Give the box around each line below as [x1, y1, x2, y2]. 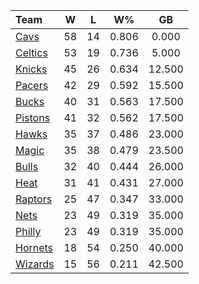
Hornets [15, 241, 54, 254]
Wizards [15, 257, 55, 271]
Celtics [15, 46, 48, 59]
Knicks [15, 62, 48, 76]
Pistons [15, 111, 51, 124]
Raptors [15, 192, 53, 206]
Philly [15, 225, 42, 238]
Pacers [15, 79, 49, 92]
